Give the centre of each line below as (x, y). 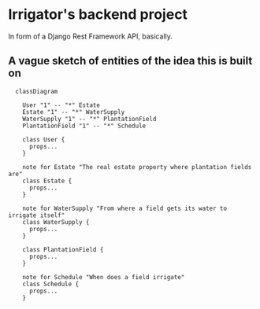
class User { (44, 139)
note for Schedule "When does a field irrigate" (104, 277)
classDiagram (37, 91)
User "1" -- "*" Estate (61, 105)
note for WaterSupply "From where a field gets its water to (124, 208)
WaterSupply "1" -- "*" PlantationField (89, 119)
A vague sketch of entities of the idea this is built (130, 61)
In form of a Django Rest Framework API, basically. (91, 36)
